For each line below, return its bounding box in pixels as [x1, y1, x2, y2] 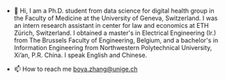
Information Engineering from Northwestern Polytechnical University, [13, 44, 212, 51]
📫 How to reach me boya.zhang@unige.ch [13, 65, 138, 73]
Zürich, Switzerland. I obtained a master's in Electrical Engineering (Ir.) [13, 29, 217, 37]
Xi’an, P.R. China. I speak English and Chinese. [13, 51, 148, 59]
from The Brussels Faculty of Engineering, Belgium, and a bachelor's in [13, 36, 219, 45]
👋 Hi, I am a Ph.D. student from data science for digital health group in [13, 7, 215, 15]
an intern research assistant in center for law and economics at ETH [13, 22, 209, 29]
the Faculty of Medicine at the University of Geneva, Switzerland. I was [13, 14, 218, 22]
